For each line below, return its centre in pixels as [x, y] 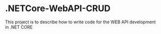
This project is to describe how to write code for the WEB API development [80, 22]
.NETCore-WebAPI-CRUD [58, 8]
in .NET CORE [19, 27]
